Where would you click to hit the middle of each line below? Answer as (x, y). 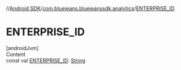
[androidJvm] (23, 48)
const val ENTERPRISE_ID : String (46, 60)
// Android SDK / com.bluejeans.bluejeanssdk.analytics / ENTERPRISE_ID (90, 8)
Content (16, 54)
